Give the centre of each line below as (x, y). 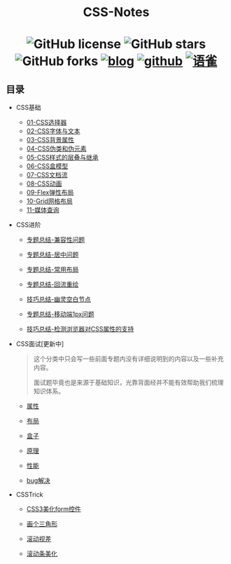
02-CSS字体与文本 (53, 131)
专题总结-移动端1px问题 (60, 314)
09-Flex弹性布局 (50, 193)
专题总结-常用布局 (52, 270)
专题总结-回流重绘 (52, 284)
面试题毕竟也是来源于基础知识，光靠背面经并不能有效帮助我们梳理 (128, 383)
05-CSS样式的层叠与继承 (62, 158)
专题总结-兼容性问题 (56, 240)
